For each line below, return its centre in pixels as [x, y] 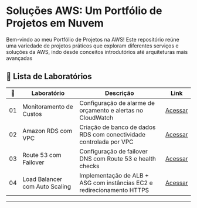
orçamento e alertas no [111, 110]
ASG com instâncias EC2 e [116, 183]
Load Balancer [43, 179]
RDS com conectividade [112, 134]
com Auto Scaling [47, 186]
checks [89, 166]
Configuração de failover [113, 151]
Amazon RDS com [47, 131]
